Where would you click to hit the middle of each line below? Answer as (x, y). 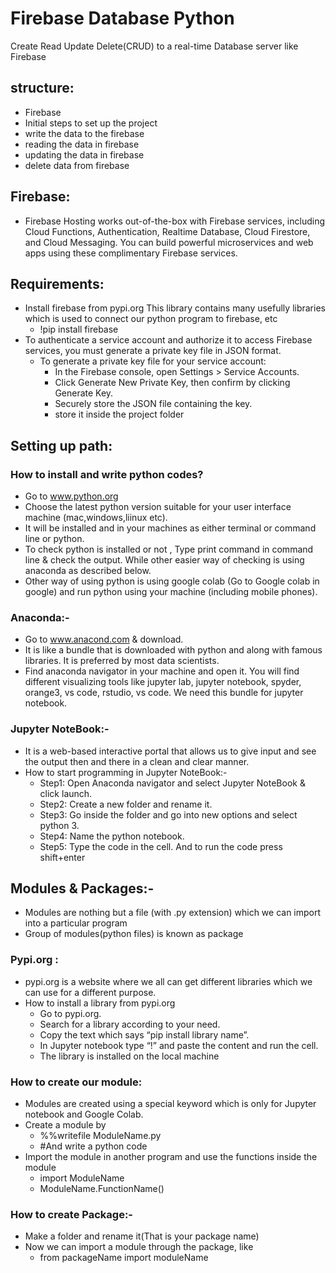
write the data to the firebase (84, 133)
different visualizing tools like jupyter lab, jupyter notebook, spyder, (163, 682)
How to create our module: (76, 1082)
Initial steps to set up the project (91, 123)
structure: (42, 88)
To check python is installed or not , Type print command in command (169, 549)
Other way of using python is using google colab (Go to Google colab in (172, 581)
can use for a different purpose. (90, 992)
